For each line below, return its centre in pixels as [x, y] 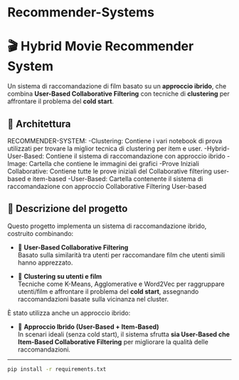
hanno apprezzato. [45, 262]
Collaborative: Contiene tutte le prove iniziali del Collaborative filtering [110, 171]
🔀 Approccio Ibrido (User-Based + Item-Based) [88, 327]
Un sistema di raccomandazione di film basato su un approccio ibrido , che [117, 86]
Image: [17, 163]
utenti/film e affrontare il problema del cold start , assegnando [108, 291]
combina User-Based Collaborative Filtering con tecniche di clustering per [118, 94]
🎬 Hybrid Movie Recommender [101, 46]
